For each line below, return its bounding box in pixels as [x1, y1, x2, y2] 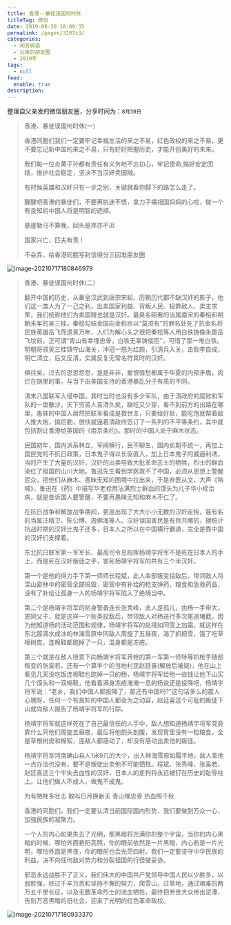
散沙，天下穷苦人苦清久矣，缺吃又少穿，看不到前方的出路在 [48, 400, 218, 409]
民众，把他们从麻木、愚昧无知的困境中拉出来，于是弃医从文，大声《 [23, 476, 218, 484]
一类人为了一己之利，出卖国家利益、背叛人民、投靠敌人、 [36, 302, 200, 310]
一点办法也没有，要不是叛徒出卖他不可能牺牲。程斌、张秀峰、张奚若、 [23, 760, 224, 768]
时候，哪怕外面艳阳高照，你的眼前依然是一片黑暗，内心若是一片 [36, 839, 218, 847]
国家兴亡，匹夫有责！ [23, 236, 85, 244]
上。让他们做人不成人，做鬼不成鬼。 [23, 777, 128, 785]
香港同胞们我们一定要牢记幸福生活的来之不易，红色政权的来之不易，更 [23, 136, 224, 145]
